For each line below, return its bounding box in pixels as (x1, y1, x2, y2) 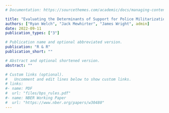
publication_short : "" (5, 49, 53, 54)
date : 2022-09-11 (5, 26, 42, 31)
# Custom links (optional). (5, 72, 64, 77)
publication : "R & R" (5, 44, 51, 49)
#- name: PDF (5, 86, 33, 91)
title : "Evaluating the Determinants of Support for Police (5, 16, 134, 22)
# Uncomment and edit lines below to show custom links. (5, 77, 132, 82)
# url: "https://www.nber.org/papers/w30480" (5, 100, 105, 105)
